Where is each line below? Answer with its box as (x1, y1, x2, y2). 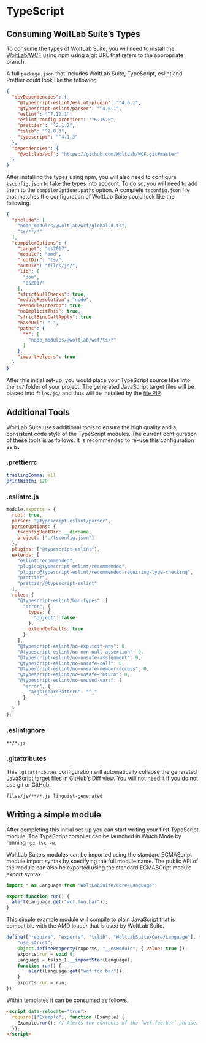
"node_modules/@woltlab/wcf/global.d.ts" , (17, 223, 128, 229)
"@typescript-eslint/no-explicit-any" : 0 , (17, 643, 128, 649)
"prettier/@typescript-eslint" (17, 581, 97, 587)
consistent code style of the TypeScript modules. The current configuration (6, 430, 197, 437)
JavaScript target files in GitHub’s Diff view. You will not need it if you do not (6, 774, 198, 782)
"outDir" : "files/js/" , (17, 262, 78, 269)
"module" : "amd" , (17, 251, 62, 258)
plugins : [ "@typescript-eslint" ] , (12, 546, 100, 552)
